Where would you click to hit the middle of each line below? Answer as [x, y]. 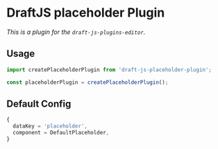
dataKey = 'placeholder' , [50, 126]
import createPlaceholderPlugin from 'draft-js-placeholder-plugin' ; [109, 70]
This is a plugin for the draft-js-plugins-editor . [76, 32]
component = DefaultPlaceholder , [61, 133]
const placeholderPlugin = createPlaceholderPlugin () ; [87, 82]
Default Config [39, 104]
